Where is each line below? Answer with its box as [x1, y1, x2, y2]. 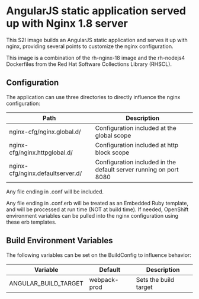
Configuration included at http [95, 141, 179, 149]
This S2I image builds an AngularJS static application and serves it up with [6, 36, 188, 43]
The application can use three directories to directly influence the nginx [6, 93, 181, 100]
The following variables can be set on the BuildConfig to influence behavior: [6, 251, 191, 259]
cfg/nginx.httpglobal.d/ [9, 148, 73, 157]
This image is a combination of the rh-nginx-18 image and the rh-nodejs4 [6, 54, 185, 61]
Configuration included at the [95, 123, 176, 132]
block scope [95, 148, 130, 157]
